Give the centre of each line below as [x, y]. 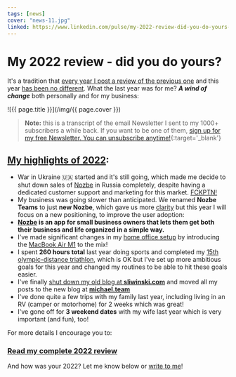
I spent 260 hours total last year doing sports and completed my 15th [118, 252]
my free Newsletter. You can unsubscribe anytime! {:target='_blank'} [123, 138]
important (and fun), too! [53, 319]
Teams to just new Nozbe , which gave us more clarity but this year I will [122, 207]
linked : [19, 27]
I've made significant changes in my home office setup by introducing [118, 237]
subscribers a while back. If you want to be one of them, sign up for [123, 131]
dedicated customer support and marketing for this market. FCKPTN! [117, 192]
